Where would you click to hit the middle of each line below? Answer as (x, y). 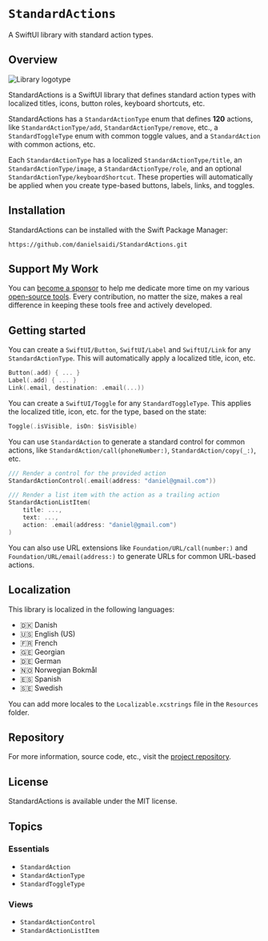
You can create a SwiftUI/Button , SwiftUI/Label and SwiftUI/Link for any (130, 350)
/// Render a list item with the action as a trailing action (114, 495)
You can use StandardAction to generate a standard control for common (127, 441)
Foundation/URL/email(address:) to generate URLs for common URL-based (132, 556)
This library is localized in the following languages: (92, 609)
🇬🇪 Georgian (42, 652)
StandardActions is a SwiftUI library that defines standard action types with (132, 95)
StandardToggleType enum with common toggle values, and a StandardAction (134, 135)
